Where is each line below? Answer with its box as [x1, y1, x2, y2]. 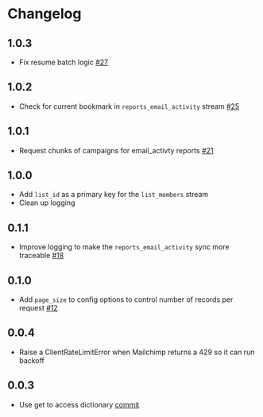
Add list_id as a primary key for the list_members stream [18, 190, 209, 199]
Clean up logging [18, 198, 75, 207]
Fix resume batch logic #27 [18, 57, 109, 67]
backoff [18, 355, 44, 365]
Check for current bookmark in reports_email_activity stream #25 [18, 101, 240, 111]
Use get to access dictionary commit [18, 400, 140, 409]
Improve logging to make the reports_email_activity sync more [18, 242, 230, 252]
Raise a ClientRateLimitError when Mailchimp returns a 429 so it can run [18, 347, 255, 357]
